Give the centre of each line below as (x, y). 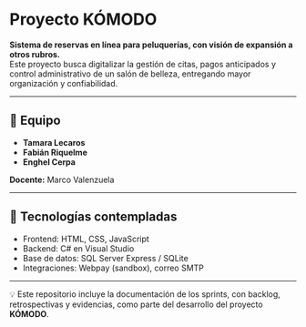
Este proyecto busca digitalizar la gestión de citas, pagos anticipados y (143, 64)
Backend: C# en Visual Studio (78, 248)
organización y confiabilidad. (64, 83)
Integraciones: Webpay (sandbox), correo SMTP (113, 268)
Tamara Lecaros (54, 142)
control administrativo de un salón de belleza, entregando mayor (130, 74)
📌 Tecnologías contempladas (93, 217)
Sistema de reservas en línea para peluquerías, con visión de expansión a (151, 45)
